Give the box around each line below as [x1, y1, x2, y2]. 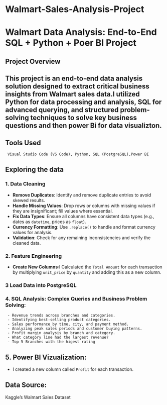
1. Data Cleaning [5, 180, 46, 187]
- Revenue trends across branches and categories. [7, 313, 115, 318]
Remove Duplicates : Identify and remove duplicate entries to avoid [12, 192, 151, 198]
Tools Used [5, 138, 41, 147]
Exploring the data [5, 165, 64, 174]
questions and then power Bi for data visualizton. [5, 122, 162, 130]
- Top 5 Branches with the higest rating [7, 339, 95, 345]
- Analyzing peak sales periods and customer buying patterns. [7, 326, 142, 331]
